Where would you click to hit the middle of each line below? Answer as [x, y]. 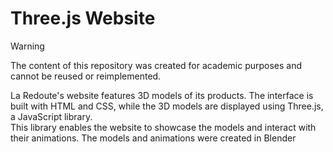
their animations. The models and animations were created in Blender [153, 138]
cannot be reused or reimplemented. [86, 76]
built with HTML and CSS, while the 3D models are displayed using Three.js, [167, 106]
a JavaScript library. [51, 116]
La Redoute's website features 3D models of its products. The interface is [162, 95]
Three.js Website [83, 18]
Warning [27, 46]
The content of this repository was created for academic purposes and [156, 65]
